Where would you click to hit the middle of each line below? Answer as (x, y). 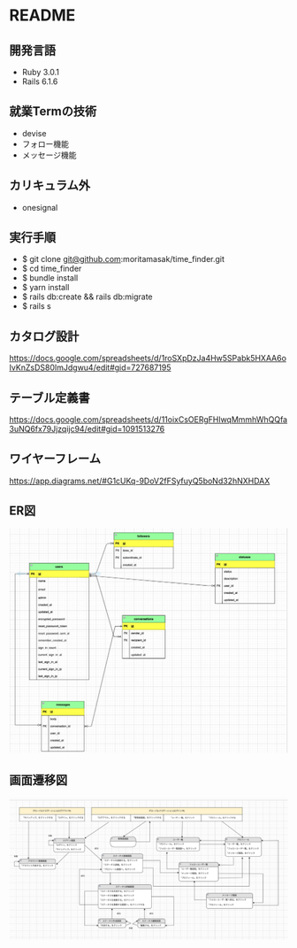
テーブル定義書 (49, 398)
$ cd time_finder (52, 269)
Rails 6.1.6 (40, 81)
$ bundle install (50, 278)
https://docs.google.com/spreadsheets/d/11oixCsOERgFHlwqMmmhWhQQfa (148, 420)
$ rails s (36, 306)
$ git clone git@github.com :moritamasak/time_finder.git (123, 259)
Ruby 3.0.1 (41, 72)
